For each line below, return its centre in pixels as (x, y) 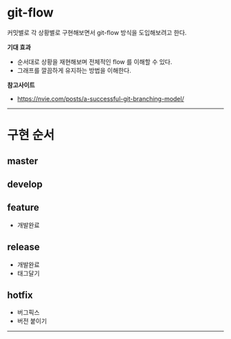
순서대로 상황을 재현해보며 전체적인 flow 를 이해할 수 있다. (95, 62)
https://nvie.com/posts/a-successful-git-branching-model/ (100, 98)
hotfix (20, 295)
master (23, 161)
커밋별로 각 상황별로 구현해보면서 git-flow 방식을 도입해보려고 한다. (97, 32)
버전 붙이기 (32, 321)
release (23, 247)
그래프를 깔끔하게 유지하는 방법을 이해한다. (74, 70)
